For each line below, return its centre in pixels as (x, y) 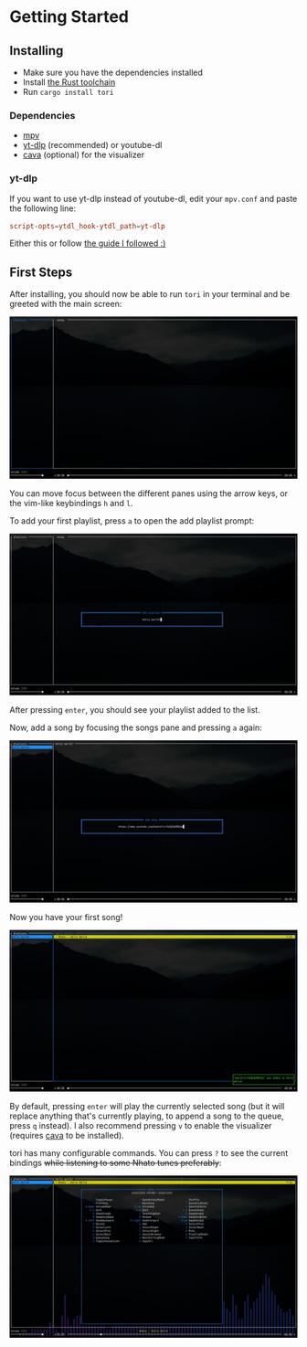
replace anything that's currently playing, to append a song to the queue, (147, 1116)
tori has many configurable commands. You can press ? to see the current (149, 1153)
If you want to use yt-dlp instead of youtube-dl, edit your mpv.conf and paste (153, 198)
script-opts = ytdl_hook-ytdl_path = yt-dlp (88, 226)
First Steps (41, 272)
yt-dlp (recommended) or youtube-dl (92, 145)
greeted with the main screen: (66, 304)
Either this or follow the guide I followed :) (88, 243)
